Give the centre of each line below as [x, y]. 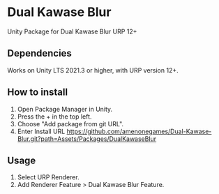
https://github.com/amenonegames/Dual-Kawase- [139, 131]
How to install [38, 92]
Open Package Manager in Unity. [65, 109]
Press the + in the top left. [54, 117]
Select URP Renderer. [48, 177]
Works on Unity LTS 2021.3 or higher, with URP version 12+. [93, 70]
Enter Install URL [41, 131]
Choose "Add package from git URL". [70, 124]
